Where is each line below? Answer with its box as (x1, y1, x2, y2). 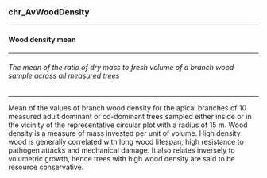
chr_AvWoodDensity (8, 6, 90, 17)
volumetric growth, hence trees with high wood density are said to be (8, 153, 236, 163)
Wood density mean (8, 34, 76, 44)
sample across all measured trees (8, 71, 120, 81)
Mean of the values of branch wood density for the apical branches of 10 (8, 103, 247, 113)
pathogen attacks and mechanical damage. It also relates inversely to (8, 145, 236, 155)
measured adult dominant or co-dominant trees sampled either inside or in (8, 111, 252, 121)
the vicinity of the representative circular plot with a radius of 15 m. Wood (8, 120, 248, 130)
